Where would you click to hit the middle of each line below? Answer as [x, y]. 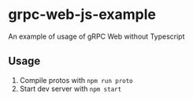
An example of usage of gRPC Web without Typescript [96, 36]
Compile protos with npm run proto [76, 80]
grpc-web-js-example [82, 15]
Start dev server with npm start [71, 88]
